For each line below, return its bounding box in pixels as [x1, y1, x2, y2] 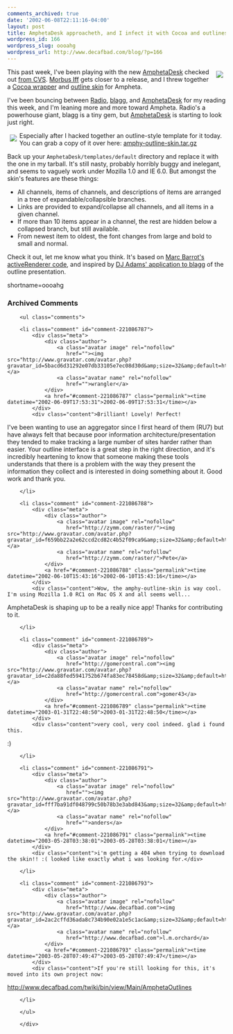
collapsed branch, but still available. [17, 225, 120, 233]
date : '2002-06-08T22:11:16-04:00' [7, 17, 110, 24]
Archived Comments [7, 298, 78, 308]
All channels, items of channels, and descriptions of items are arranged [17, 188, 221, 196]
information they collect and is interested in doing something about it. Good [7, 467, 223, 475]
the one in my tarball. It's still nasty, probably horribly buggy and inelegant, [7, 159, 221, 168]
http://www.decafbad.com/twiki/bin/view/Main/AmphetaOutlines [7, 983, 192, 992]
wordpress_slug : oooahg [7, 42, 76, 49]
